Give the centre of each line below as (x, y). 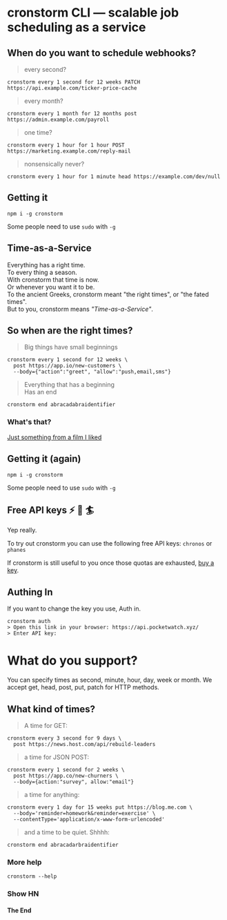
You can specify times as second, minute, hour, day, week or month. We (110, 680)
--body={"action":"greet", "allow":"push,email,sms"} (92, 372)
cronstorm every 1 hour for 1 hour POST (66, 145)
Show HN (23, 894)
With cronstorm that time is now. (53, 279)
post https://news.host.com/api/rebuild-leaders (85, 744)
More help (24, 862)
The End (19, 910)
